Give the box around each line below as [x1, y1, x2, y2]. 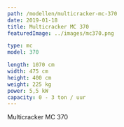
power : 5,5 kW [7, 87, 49, 94]
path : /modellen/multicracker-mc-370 [7, 10, 118, 17]
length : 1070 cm [7, 61, 55, 68]
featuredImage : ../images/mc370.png [7, 29, 114, 37]
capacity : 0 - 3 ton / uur [7, 94, 86, 101]
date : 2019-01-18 [7, 17, 58, 24]
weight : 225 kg [7, 81, 52, 88]
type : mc [7, 43, 33, 50]
